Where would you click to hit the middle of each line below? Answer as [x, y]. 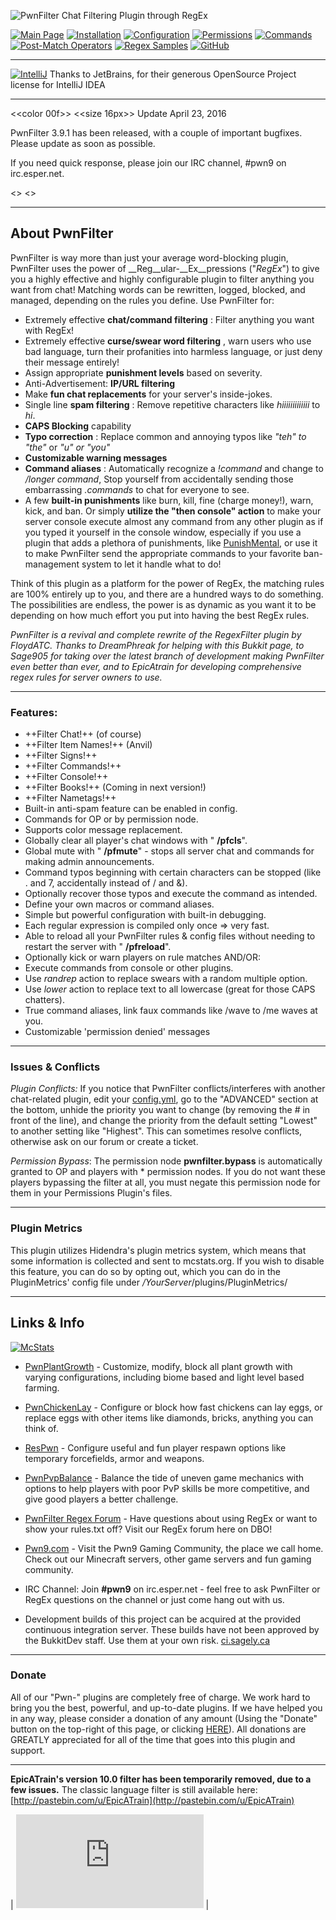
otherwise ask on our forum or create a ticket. [104, 1142]
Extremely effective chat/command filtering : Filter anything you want [169, 319]
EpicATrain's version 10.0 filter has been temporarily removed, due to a [161, 1779]
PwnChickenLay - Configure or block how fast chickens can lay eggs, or [173, 1407]
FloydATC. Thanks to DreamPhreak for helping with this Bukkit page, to [157, 645]
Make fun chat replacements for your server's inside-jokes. [148, 394]
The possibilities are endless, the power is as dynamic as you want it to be [163, 604]
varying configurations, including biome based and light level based [164, 1377]
